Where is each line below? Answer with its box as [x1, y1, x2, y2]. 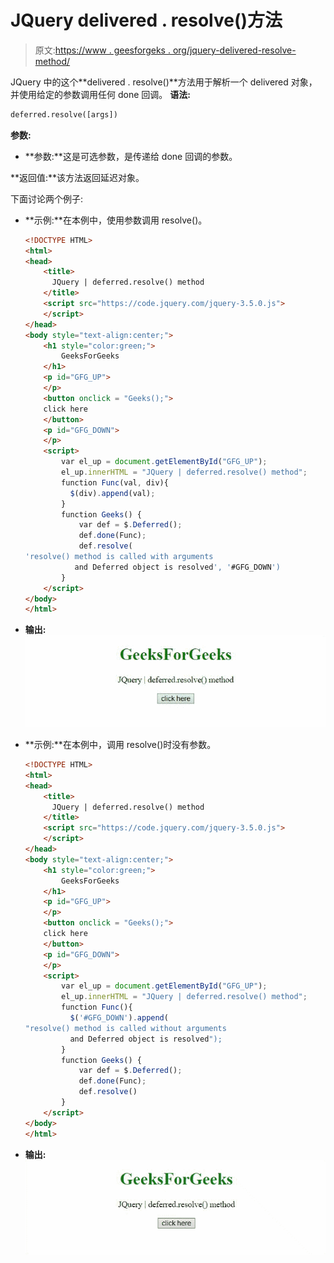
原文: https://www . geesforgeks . [34, 44, 171, 56]
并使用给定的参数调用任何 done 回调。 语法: [10, 88, 191, 100]
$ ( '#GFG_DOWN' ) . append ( [69, 1013, 169, 1023]
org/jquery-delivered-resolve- [172, 44, 297, 56]
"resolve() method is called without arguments [24, 1023, 227, 1033]
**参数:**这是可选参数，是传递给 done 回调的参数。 [24, 150, 238, 162]
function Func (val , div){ [61, 477, 169, 488]
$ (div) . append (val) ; [69, 488, 156, 498]
